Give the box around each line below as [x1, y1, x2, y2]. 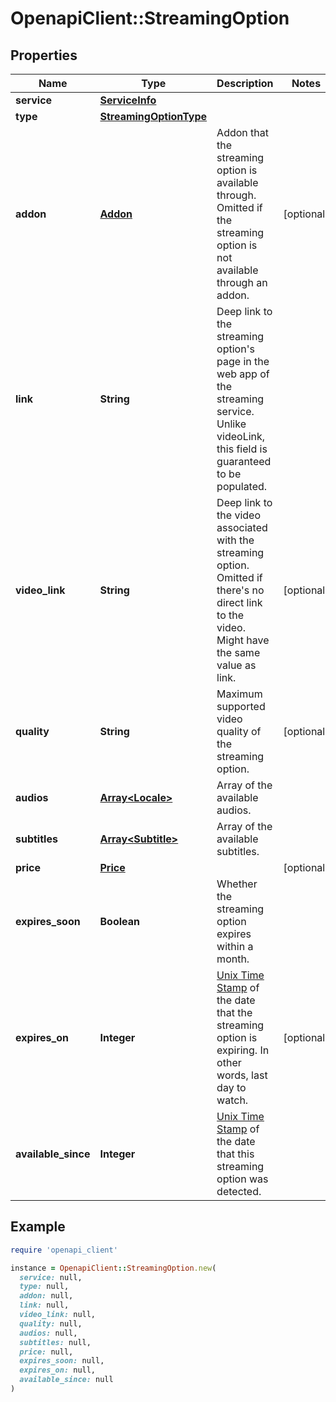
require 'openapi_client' [10, 1245, 118, 1255]
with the [216, 533, 255, 547]
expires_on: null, [19, 1365, 97, 1376]
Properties [10, 47, 78, 64]
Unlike [216, 417, 247, 431]
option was [216, 1172, 269, 1186]
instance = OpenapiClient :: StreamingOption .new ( [10, 1263, 217, 1273]
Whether [216, 877, 258, 891]
